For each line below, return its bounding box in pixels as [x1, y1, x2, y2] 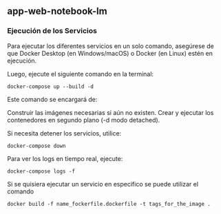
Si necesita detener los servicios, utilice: [7, 129, 122, 137]
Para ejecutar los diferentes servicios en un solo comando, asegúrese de [7, 41, 215, 50]
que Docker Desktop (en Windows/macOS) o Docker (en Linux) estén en [7, 49, 213, 57]
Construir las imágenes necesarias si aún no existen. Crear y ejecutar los [7, 108, 214, 116]
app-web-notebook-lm [7, 6, 108, 17]
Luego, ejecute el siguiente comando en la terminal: [7, 69, 154, 78]
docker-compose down [7, 142, 67, 149]
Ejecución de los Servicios [7, 26, 98, 36]
